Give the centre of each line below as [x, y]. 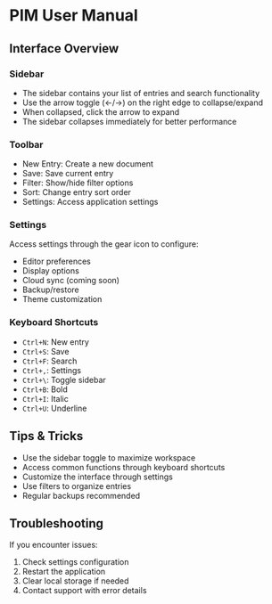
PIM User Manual [74, 16]
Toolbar [26, 144]
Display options [51, 271]
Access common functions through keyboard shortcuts [124, 467]
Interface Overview [64, 49]
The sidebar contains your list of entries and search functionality [141, 93]
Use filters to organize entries [77, 486]
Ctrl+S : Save [45, 351]
